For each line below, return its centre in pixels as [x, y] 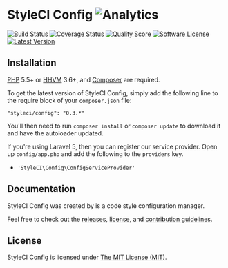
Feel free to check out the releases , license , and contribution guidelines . [110, 219]
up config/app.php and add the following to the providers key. [95, 154]
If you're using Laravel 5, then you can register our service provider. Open [112, 146]
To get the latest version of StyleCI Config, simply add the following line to [113, 93]
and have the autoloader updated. [55, 133]
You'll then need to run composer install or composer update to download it [114, 126]
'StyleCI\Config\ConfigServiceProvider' [76, 168]
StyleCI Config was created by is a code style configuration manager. [106, 205]
